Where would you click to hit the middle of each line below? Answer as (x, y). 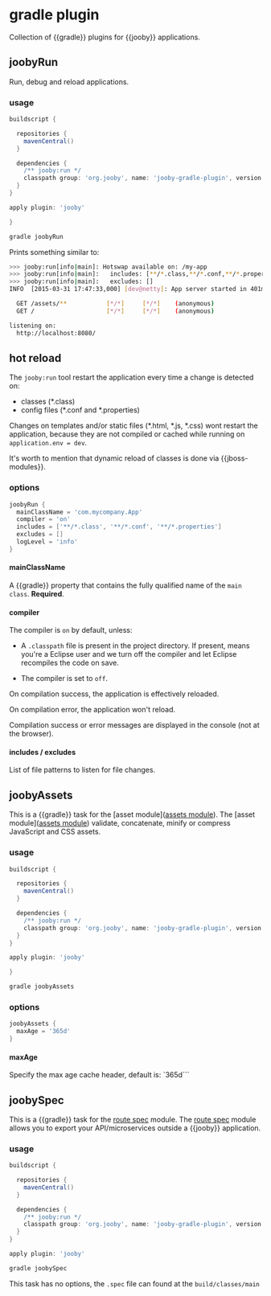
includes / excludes (42, 752)
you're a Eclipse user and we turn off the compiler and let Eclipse (129, 654)
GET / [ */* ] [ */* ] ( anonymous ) (116, 311)
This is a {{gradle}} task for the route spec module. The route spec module (133, 1119)
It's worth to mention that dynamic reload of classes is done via (114, 458)
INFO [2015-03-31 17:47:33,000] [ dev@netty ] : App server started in (128, 289)
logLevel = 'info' (47, 542)
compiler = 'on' (43, 519)
